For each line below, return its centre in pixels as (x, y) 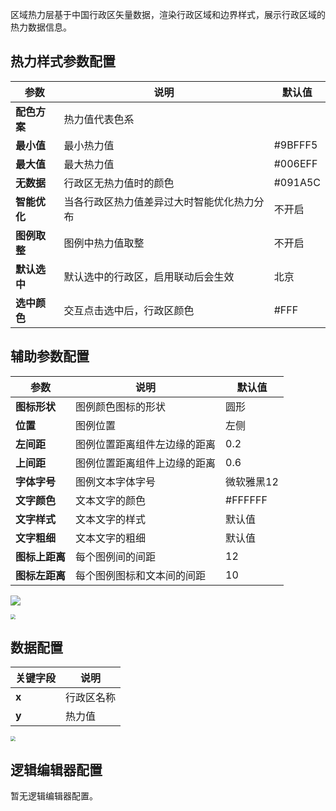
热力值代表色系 (99, 119)
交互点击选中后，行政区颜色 (129, 310)
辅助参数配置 (50, 356)
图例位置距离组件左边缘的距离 (146, 444)
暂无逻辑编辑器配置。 (54, 796)
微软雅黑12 (252, 481)
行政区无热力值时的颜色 (119, 183)
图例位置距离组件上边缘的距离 (146, 463)
